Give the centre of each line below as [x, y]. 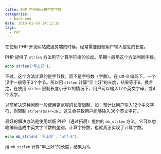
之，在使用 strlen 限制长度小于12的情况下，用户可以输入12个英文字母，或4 [80, 88]
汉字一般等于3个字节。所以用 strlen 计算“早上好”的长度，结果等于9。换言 [79, 82]
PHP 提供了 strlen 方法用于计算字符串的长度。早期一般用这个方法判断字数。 [82, 57]
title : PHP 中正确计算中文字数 [33, 10]
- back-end [20, 19]
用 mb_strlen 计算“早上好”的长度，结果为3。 [49, 146]
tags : [10, 28]
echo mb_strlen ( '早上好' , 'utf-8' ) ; [42, 136]
